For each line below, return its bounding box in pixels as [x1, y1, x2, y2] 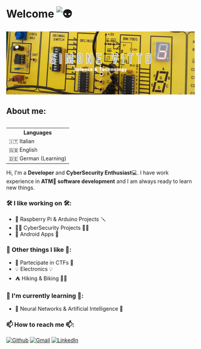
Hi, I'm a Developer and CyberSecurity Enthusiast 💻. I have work [6, 169, 169, 176]
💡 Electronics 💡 [14, 266, 53, 273]
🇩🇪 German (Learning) [8, 155, 67, 162]
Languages [23, 129, 52, 136]
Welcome [6, 7, 54, 21]
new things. [6, 183, 35, 191]
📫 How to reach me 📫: [6, 321, 75, 329]
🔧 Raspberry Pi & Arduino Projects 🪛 [14, 215, 106, 222]
